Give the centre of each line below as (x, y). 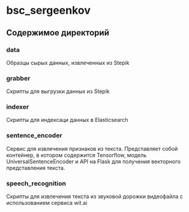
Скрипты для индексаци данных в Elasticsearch (67, 120)
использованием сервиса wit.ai (47, 203)
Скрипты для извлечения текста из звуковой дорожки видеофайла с (95, 196)
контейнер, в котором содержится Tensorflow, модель (76, 155)
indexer (17, 107)
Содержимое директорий (58, 33)
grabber (18, 78)
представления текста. (36, 168)
